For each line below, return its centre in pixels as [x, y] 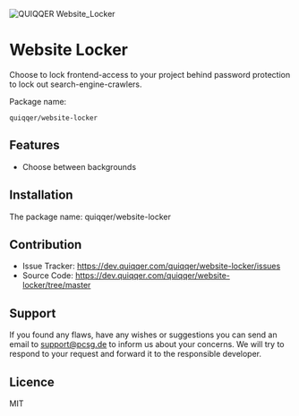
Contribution [46, 245]
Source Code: [47, 276]
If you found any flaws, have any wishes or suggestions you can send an [143, 335]
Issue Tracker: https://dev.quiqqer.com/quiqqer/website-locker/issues [151, 266]
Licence [32, 382]
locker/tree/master [56, 285]
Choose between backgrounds [79, 166]
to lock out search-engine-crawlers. [76, 84]
